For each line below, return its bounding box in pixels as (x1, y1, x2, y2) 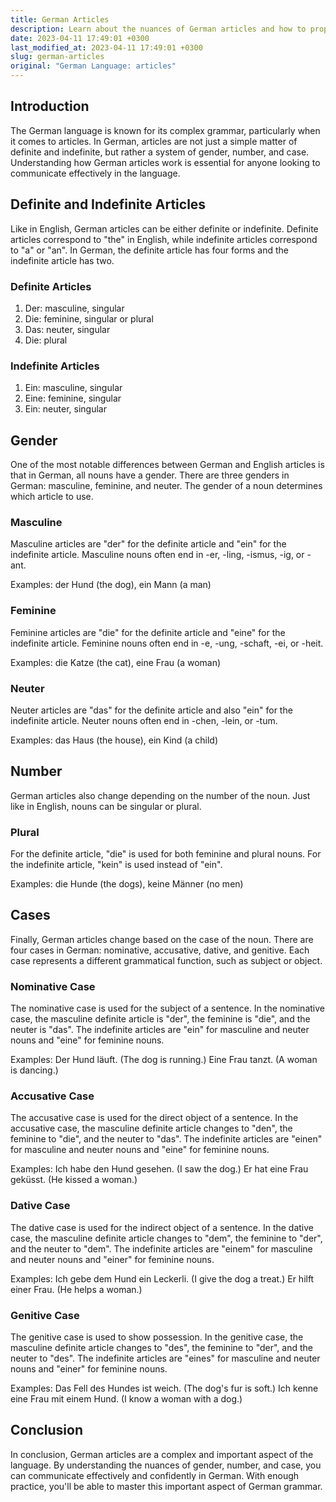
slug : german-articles (10, 52, 105, 62)
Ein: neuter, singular (24, 403, 107, 415)
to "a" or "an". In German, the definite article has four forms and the (10, 244, 289, 256)
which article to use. (10, 491, 94, 503)
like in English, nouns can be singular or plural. (10, 800, 202, 812)
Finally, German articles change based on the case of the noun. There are (10, 933, 314, 945)
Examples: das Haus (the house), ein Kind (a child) (10, 734, 218, 746)
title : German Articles (10, 14, 110, 25)
